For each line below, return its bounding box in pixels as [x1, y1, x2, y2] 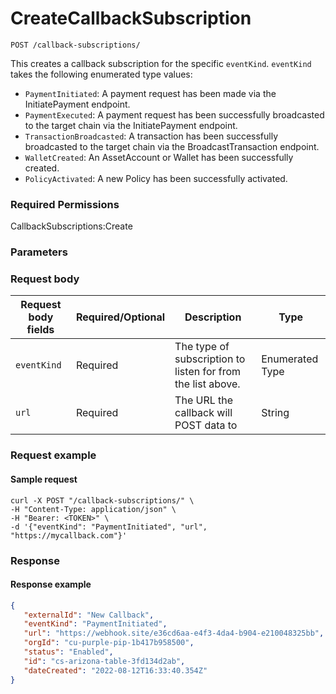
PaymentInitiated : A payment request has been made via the [24, 87, 277, 99]
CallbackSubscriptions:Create [10, 220, 133, 232]
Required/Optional [75, 310, 166, 324]
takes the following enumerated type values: [10, 68, 193, 80]
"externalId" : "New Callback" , [23, 610, 155, 620]
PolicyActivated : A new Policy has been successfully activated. [24, 172, 288, 184]
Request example [10, 448, 97, 462]
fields [26, 323, 55, 337]
